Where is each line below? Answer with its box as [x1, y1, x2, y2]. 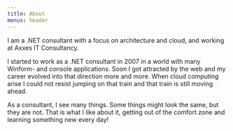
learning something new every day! [7, 115, 109, 123]
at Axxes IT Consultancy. [7, 43, 79, 52]
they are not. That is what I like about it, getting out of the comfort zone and [7, 108, 225, 116]
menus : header [7, 17, 49, 24]
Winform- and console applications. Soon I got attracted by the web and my [7, 64, 226, 73]
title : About [7, 10, 45, 18]
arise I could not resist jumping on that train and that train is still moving [7, 79, 213, 88]
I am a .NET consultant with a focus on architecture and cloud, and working [7, 36, 225, 44]
